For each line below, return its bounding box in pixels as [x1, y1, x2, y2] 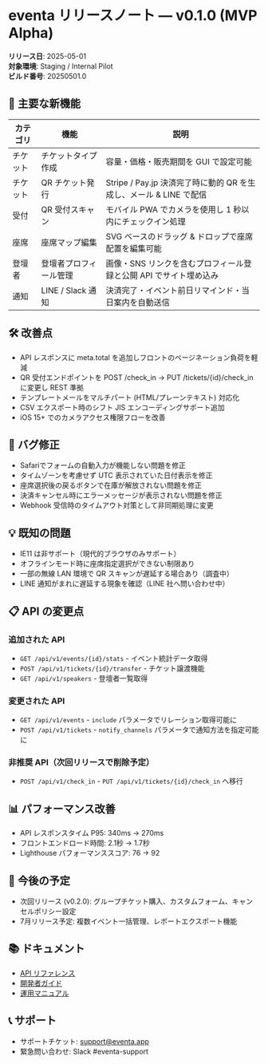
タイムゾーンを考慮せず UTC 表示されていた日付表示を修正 [19, 471, 213, 481]
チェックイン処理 [121, 216, 186, 227]
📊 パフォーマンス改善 [8, 802, 116, 816]
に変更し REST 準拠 [19, 382, 85, 392]
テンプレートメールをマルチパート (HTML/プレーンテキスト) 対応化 [19, 392, 240, 402]
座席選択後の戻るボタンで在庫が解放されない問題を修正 [19, 481, 202, 490]
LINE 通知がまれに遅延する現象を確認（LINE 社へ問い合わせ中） [19, 579, 230, 588]
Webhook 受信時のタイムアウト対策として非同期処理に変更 [19, 500, 214, 510]
